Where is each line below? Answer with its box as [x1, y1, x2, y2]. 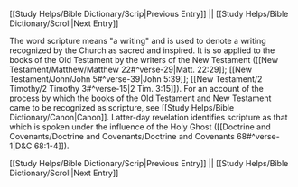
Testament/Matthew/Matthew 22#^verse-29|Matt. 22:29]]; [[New [9, 64, 253, 75]
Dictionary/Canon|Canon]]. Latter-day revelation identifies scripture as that [9, 112, 288, 122]
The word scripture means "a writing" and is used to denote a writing [9, 36, 266, 46]
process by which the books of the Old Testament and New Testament [9, 93, 272, 103]
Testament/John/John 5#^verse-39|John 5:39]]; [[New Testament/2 [9, 74, 263, 85]
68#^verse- [236, 131, 280, 141]
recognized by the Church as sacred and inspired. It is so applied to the [9, 45, 275, 56]
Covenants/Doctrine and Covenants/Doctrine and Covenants [9, 131, 235, 141]
